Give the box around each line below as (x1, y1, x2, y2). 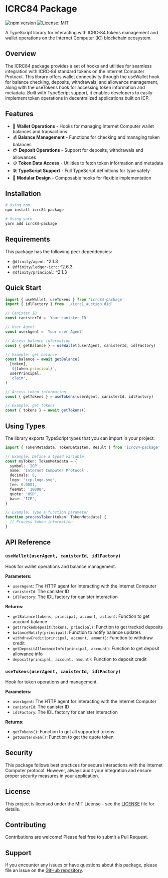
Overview (5, 49, 37, 58)
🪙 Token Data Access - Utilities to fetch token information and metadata (12, 160, 163, 166)
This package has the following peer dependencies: (5, 248, 112, 255)
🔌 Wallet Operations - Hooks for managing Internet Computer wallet (12, 123, 154, 129)
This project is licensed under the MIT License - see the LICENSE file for (5, 800, 154, 807)
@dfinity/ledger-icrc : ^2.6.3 (12, 263, 73, 270)
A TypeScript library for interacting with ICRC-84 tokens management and (5, 29, 158, 35)
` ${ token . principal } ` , (10, 366, 57, 371)
